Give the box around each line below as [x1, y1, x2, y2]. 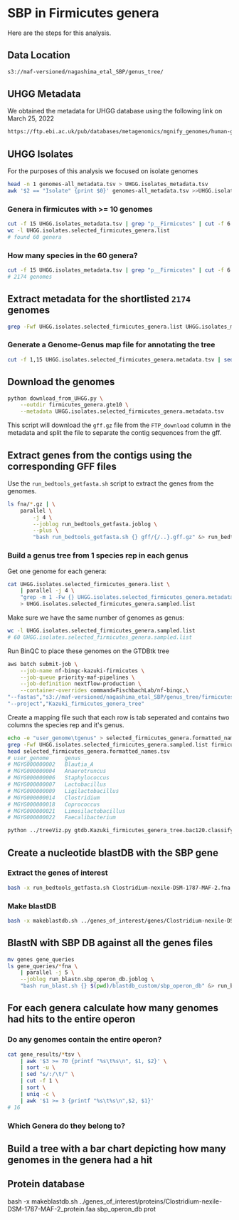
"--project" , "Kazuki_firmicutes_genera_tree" [7, 700, 144, 707]
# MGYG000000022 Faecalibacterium [7, 814, 116, 821]
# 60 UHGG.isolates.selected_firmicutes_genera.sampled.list [7, 633, 193, 641]
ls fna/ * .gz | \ [7, 501, 55, 508]
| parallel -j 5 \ [20, 969, 75, 976]
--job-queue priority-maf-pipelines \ [20, 674, 135, 681]
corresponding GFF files [7, 460, 117, 472]
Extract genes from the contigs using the [7, 449, 193, 461]
